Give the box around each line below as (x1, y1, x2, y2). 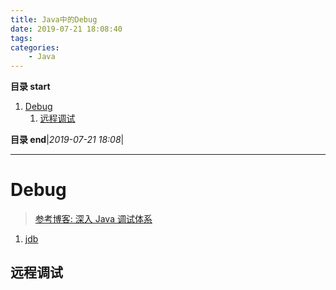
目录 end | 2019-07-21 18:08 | (10, 134, 125, 146)
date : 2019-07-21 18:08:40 (10, 24, 123, 34)
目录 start (10, 81, 51, 93)
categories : (10, 42, 60, 53)
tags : (10, 33, 33, 43)
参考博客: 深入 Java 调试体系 (34, 213, 153, 225)
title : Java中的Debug (10, 14, 98, 25)
